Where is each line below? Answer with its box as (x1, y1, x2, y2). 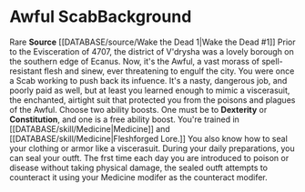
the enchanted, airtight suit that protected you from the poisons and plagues (9, 94, 296, 106)
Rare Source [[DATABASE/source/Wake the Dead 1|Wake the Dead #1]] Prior (9, 36, 296, 47)
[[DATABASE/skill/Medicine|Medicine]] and (9, 123, 170, 134)
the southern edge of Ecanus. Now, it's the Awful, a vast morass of (9, 56, 259, 66)
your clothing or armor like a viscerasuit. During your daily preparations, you (9, 143, 295, 154)
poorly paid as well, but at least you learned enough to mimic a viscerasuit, (9, 85, 290, 96)
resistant (9, 66, 43, 76)
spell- (260, 56, 284, 66)
